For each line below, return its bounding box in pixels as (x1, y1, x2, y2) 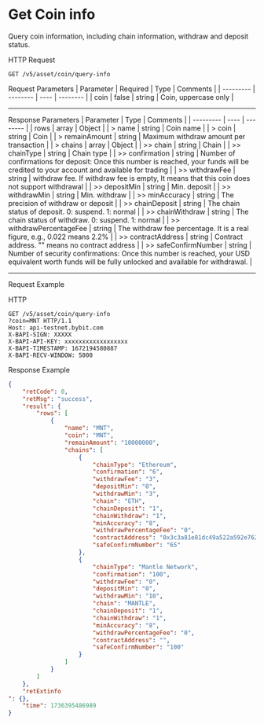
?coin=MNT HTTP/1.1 (8, 317, 72, 325)
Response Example (8, 365, 71, 374)
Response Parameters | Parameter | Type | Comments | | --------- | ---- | (8, 115, 245, 124)
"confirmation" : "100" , (92, 570, 170, 579)
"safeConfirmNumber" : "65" (92, 541, 181, 549)
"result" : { (22, 402, 61, 410)
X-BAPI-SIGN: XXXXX (8, 330, 72, 339)
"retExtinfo (22, 687, 61, 695)
